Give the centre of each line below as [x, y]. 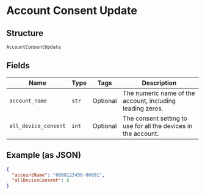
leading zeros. [143, 108]
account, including [149, 101]
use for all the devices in [158, 126]
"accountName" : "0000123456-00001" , [58, 175]
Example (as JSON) [44, 155]
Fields [18, 66]
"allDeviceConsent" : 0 [41, 180]
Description [159, 83]
